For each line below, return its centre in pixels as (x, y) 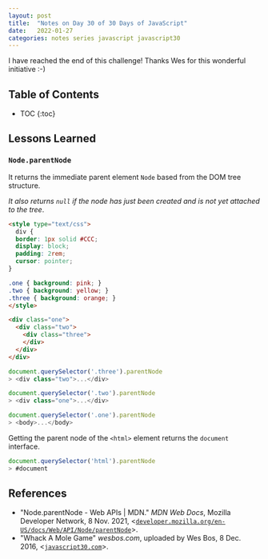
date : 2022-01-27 (41, 30)
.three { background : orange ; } (62, 298)
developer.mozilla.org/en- (180, 522)
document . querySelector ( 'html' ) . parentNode (82, 461)
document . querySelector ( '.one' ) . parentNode (82, 415)
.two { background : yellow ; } (59, 290)
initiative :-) (27, 70)
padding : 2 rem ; (41, 254)
